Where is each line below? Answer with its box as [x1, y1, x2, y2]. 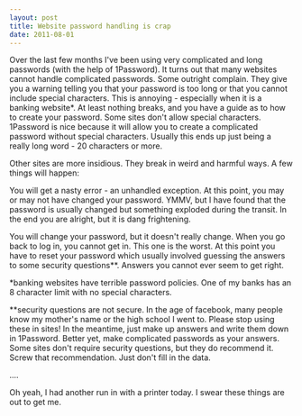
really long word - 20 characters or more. [9, 140, 163, 151]
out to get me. [9, 397, 61, 408]
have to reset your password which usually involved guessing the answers [9, 250, 286, 261]
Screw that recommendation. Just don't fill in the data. [9, 352, 212, 363]
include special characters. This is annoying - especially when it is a [9, 93, 262, 104]
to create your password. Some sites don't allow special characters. [9, 112, 261, 122]
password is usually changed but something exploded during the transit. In [9, 204, 287, 215]
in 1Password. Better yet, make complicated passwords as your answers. [9, 333, 279, 344]
